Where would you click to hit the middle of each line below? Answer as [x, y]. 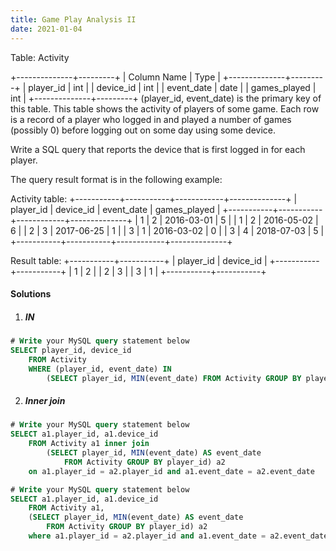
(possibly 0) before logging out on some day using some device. [143, 130]
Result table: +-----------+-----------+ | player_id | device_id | [139, 260]
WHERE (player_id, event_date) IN [100, 369]
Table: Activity [40, 57]
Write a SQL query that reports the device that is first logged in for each [158, 149]
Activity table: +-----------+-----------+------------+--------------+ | [154, 198]
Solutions [31, 294]
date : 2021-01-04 [46, 29]
